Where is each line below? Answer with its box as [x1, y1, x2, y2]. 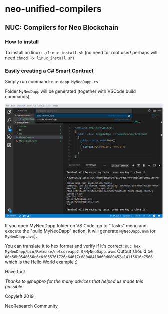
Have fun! [5, 268, 25, 274]
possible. [5, 283, 24, 289]
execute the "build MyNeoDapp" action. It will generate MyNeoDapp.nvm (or [5, 228, 156, 234]
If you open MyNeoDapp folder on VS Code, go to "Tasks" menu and [5, 222, 147, 228]
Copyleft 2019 [5, 293, 34, 299]
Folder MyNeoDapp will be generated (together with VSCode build [5, 88, 136, 94]
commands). [5, 94, 31, 100]
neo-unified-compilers [5, 3, 102, 15]
